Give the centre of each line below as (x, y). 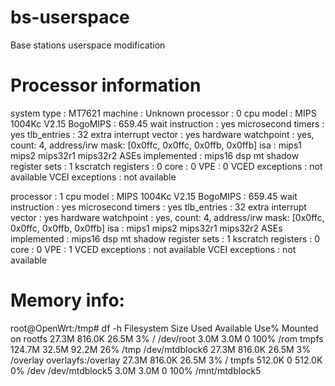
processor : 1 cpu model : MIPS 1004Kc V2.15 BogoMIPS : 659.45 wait (154, 196)
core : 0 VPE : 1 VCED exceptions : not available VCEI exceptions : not (153, 249)
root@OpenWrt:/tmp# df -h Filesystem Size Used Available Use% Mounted (164, 328)
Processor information (106, 85)
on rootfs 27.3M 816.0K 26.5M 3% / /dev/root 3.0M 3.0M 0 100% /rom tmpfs (167, 338)
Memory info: (67, 300)
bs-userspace (70, 17)
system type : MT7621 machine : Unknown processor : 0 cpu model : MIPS (163, 113)
